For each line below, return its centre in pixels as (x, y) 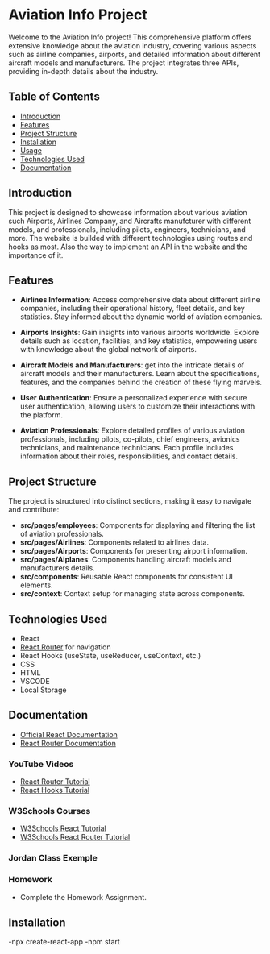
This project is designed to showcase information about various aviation (128, 212)
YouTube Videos (41, 764)
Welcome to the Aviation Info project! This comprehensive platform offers (130, 37)
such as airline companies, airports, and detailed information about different (134, 54)
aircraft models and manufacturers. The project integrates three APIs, (124, 63)
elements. (37, 585)
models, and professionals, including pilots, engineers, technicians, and (127, 229)
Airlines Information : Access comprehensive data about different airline (140, 300)
